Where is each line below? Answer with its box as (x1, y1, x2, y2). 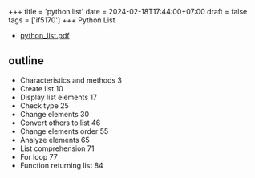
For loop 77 (19, 152, 58, 161)
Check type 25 (19, 100, 70, 111)
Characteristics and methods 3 (19, 75, 123, 85)
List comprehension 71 (19, 144, 95, 153)
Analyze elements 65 (19, 135, 90, 144)
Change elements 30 (19, 109, 90, 119)
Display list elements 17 (19, 92, 98, 102)
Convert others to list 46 (19, 118, 101, 127)
